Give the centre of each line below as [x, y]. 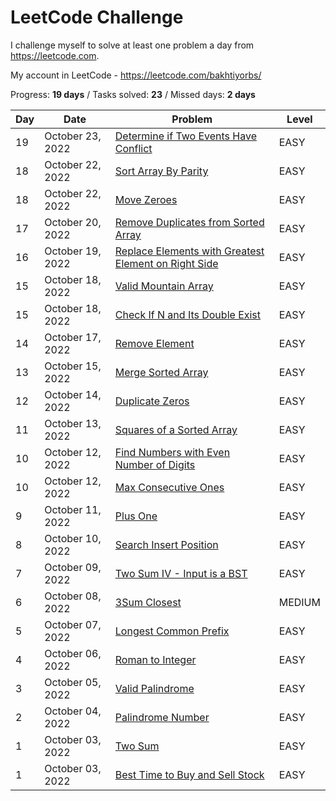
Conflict [133, 148]
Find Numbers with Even [172, 452]
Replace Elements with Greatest [189, 251]
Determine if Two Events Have [185, 136]
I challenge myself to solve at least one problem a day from [132, 45]
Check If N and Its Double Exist [188, 314]
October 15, [73, 366]
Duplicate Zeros [152, 401]
